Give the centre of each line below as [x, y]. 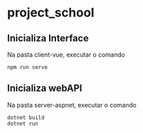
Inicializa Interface [48, 38]
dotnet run [23, 123]
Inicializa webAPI [45, 89]
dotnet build [26, 117]
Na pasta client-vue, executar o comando [66, 54]
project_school [51, 13]
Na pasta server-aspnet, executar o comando [72, 105]
